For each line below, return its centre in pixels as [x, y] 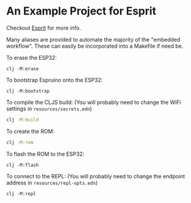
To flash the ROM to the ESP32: [45, 154]
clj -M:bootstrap [28, 91]
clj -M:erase [23, 69]
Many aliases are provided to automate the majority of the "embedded [93, 39]
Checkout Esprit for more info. [44, 28]
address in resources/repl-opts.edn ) [52, 182]
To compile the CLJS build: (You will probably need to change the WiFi [94, 102]
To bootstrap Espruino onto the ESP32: [55, 80]
